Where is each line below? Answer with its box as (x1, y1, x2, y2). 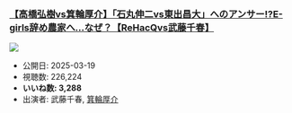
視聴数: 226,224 (22, 72, 83, 83)
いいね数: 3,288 (22, 83, 83, 93)
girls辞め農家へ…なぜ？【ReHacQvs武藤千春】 (9, 21, 215, 33)
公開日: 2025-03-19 (22, 60, 96, 71)
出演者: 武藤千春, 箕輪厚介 (22, 94, 119, 105)
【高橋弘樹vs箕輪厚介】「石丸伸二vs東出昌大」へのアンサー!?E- (9, 7, 283, 20)
